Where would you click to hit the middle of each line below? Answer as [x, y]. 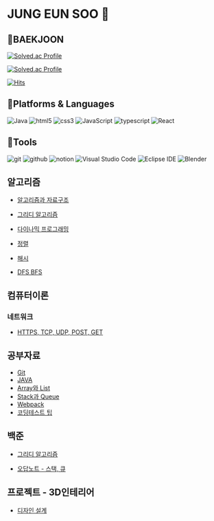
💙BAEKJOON [35, 40]
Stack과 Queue [38, 396]
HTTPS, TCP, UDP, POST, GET [60, 332]
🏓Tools [22, 143]
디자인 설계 [32, 510]
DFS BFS [29, 272]
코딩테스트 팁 [35, 412]
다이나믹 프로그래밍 [43, 229]
